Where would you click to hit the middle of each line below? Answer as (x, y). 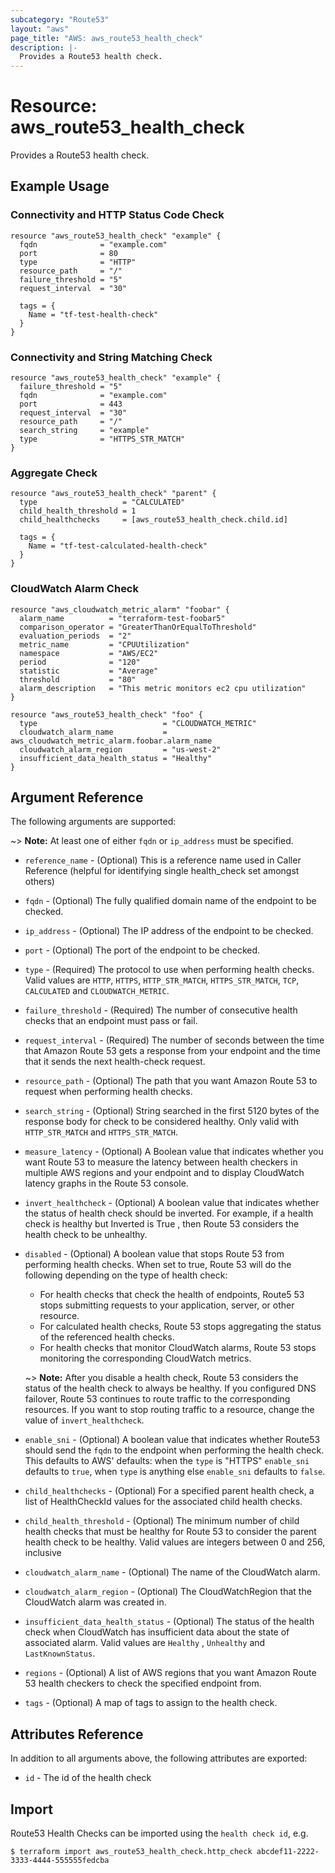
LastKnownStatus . (60, 1653)
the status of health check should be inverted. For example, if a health (169, 1213)
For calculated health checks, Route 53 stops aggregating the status (180, 1327)
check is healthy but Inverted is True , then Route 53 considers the (162, 1224)
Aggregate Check (54, 473)
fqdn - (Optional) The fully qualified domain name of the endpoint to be (170, 901)
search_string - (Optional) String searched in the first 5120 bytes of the (172, 1111)
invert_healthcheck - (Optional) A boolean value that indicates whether (172, 1203)
